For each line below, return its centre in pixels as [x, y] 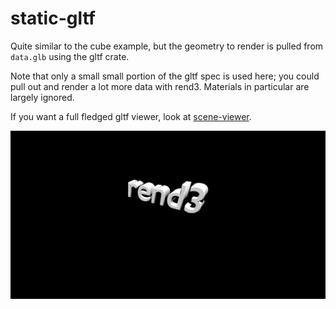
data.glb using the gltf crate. [70, 56]
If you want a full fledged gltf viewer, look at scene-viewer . [131, 116]
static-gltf [53, 18]
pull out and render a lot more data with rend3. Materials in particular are [160, 86]
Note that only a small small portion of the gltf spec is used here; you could [165, 76]
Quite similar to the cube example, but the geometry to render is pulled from [167, 46]
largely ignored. [42, 97]
